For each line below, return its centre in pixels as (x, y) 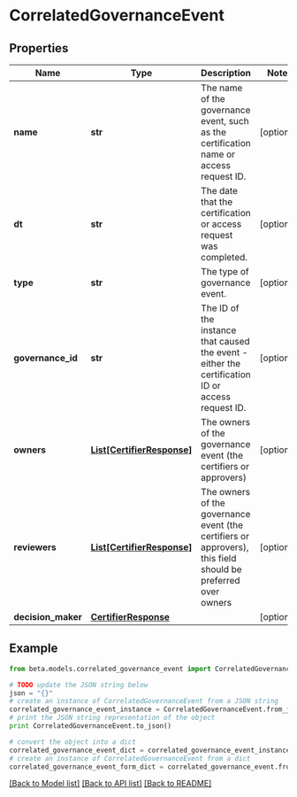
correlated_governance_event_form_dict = (87, 767)
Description (226, 73)
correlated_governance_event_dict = (76, 750)
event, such (225, 121)
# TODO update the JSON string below (79, 685)
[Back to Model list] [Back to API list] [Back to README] (110, 784)
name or (218, 154)
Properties (39, 48)
